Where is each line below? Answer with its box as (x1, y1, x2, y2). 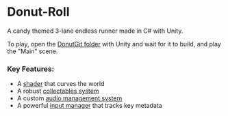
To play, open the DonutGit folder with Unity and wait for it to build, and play (7, 40, 221, 48)
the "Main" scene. (7, 47, 58, 55)
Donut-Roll (7, 4, 70, 20)
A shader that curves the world (16, 80, 105, 88)
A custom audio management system (16, 94, 123, 102)
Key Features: (7, 64, 55, 74)
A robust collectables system (16, 87, 99, 96)
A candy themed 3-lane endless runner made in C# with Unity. (7, 27, 183, 35)
